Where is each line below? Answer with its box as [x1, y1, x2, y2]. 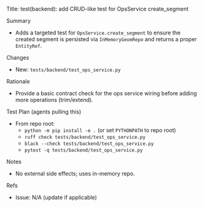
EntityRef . [15, 42, 42, 49]
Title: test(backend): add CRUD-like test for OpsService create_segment [6, 6, 189, 12]
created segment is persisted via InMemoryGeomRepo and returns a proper [15, 36, 197, 42]
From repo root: [15, 120, 55, 127]
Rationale [6, 78, 30, 85]
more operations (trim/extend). [15, 96, 93, 103]
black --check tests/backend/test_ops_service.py [24, 141, 155, 147]
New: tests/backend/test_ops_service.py [15, 66, 121, 73]
